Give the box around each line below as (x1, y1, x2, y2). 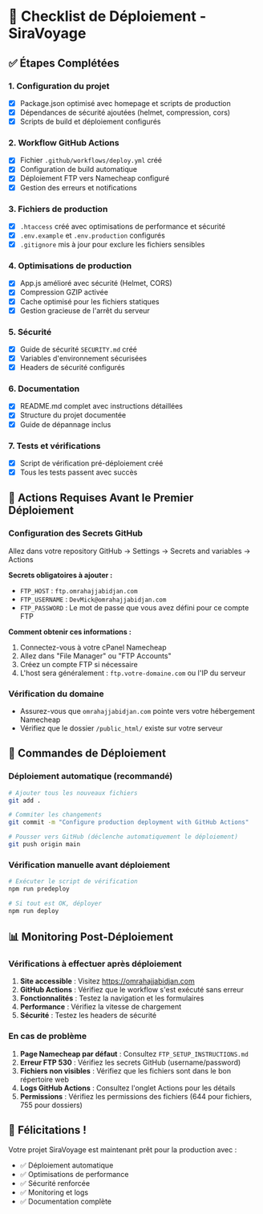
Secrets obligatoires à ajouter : (8, 570, 113, 580)
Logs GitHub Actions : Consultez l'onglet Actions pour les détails (19, 1083, 236, 1093)
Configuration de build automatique (19, 165, 138, 174)
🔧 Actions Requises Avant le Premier (8, 491, 194, 505)
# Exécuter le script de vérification (8, 878, 138, 886)
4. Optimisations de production (8, 260, 132, 271)
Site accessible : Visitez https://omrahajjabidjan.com (19, 976, 195, 986)
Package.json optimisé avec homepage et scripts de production (19, 98, 231, 108)
